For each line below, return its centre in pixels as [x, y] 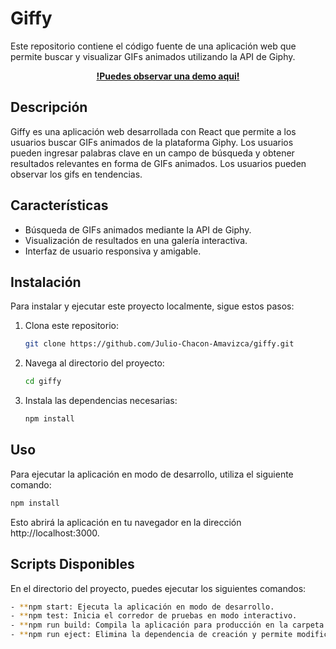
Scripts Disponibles [72, 564]
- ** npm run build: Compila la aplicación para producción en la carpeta [167, 625]
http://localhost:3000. [55, 533]
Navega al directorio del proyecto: [94, 363]
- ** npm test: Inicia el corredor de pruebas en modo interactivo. [154, 616]
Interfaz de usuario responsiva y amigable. [113, 251]
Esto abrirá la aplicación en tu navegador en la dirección [126, 522]
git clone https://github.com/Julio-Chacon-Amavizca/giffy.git [159, 344]
